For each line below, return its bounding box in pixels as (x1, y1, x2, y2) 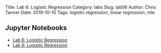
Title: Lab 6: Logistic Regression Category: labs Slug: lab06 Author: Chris (5, 4, 156, 10)
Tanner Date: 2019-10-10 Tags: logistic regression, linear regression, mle (5, 9, 155, 15)
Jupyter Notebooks (5, 24, 67, 32)
